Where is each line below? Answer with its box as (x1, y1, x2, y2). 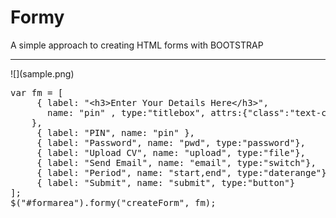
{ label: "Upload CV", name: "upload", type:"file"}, (36, 147, 307, 158)
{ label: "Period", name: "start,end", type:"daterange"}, (36, 167, 333, 178)
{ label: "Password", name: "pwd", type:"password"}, (36, 137, 307, 148)
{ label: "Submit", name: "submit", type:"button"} (36, 177, 296, 188)
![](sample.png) (10, 67, 75, 80)
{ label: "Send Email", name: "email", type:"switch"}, (36, 157, 317, 168)
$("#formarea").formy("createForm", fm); (10, 197, 217, 208)
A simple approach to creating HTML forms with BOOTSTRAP (10, 39, 264, 51)
